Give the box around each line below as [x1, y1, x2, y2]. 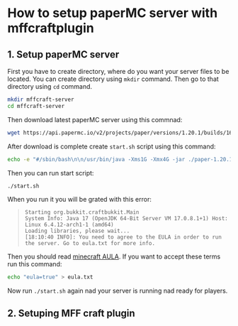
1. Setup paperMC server [7, 48, 120, 60]
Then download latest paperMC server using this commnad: [7, 115, 183, 124]
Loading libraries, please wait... [24, 227, 130, 235]
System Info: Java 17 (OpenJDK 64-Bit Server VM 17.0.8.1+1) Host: [24, 215, 228, 222]
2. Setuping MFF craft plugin [7, 307, 136, 319]
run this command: [7, 260, 62, 268]
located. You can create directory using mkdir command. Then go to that [7, 75, 220, 83]
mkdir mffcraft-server [7, 96, 74, 103]
